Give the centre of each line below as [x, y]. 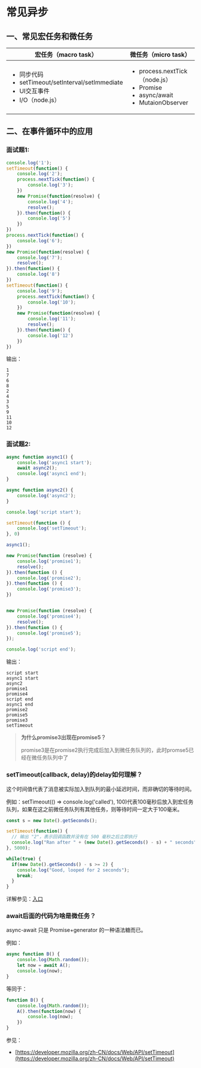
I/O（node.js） [40, 100]
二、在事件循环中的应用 [49, 132]
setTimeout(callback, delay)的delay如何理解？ [74, 775]
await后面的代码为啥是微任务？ [51, 916]
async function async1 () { [40, 457]
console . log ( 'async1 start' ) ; [55, 462]
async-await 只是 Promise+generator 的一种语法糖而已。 [76, 930]
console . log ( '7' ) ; [40, 258]
